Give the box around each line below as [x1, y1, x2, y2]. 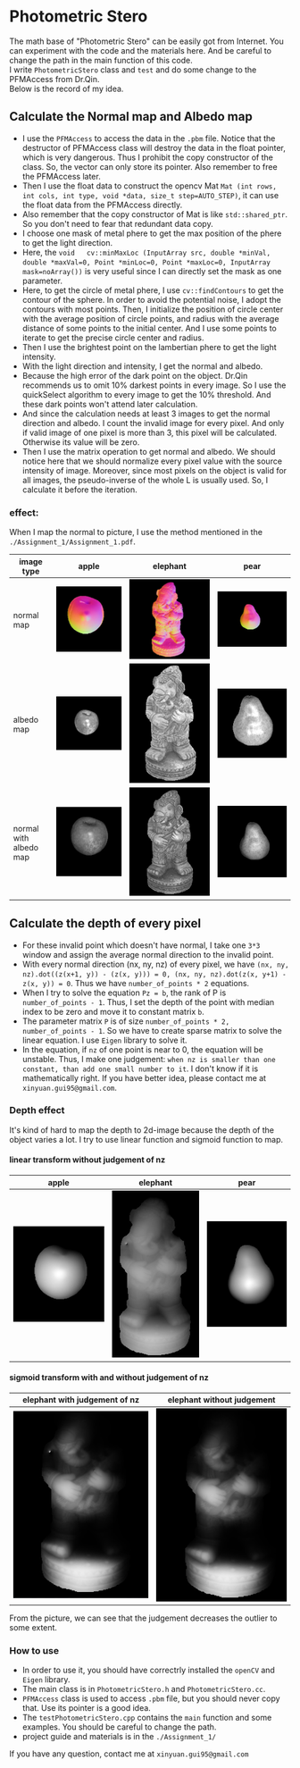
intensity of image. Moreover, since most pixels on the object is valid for [21, 465, 287, 475]
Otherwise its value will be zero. [21, 436, 140, 448]
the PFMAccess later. [21, 171, 101, 181]
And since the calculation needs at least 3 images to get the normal [21, 408, 271, 419]
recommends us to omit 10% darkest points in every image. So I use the [21, 380, 287, 390]
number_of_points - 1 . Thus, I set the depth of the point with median [21, 996, 275, 1007]
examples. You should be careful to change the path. [21, 1722, 217, 1732]
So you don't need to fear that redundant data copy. [21, 218, 213, 229]
